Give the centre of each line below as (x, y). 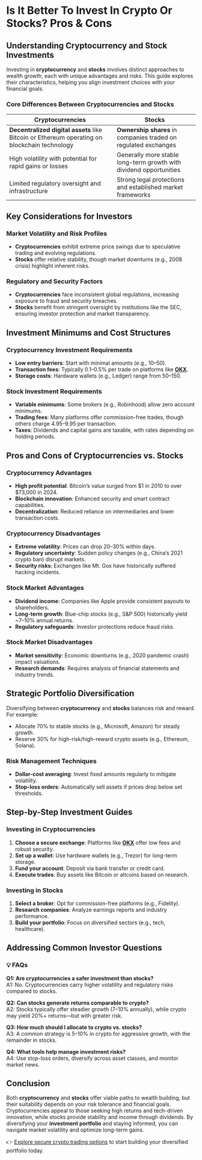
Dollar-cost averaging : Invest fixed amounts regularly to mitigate (95, 774)
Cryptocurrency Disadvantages (54, 533)
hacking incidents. (38, 572)
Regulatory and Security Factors (55, 281)
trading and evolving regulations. (56, 253)
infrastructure (29, 191)
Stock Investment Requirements (54, 391)
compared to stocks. (32, 991)
